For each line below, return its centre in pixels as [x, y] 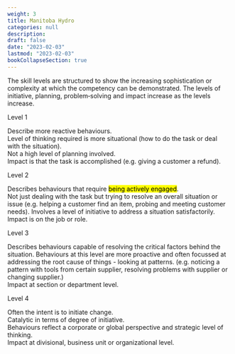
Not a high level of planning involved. [61, 153]
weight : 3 [22, 14]
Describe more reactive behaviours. [60, 131]
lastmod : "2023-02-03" [41, 54]
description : [27, 34]
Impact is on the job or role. [48, 219]
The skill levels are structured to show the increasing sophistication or [110, 80]
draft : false [27, 41]
